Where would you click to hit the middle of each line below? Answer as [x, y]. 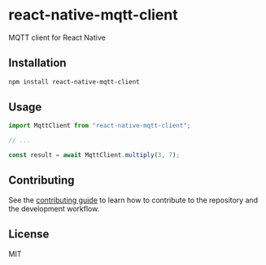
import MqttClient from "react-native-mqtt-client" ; [100, 126]
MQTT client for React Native [57, 37]
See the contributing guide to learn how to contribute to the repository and [133, 200]
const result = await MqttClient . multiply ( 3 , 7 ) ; [94, 155]
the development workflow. [54, 208]
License [29, 235]
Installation [37, 63]
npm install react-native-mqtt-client [74, 82]
